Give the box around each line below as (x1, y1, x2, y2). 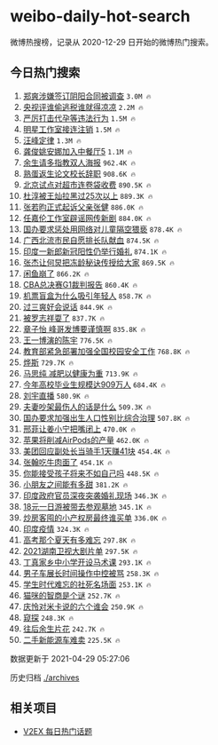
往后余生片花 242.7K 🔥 (22, 623, 105, 634)
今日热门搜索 (10, 65, 81, 81)
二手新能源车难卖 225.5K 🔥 (22, 634, 121, 645)
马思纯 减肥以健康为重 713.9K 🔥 (22, 368, 138, 378)
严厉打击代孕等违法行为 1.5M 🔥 (22, 113, 136, 123)
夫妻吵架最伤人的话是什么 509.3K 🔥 (22, 401, 152, 412)
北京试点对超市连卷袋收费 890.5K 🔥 (22, 179, 152, 190)
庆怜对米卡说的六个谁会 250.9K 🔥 (22, 601, 144, 612)
